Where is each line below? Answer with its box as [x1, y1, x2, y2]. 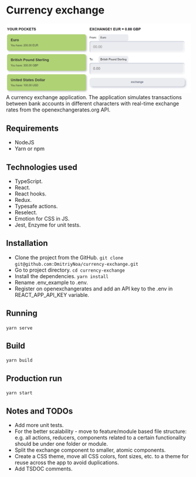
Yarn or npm [14, 145, 45, 153]
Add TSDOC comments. [14, 465, 73, 472]
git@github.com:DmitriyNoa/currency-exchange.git [14, 261, 139, 267]
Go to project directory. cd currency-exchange [14, 266, 125, 273]
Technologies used [6, 162, 77, 172]
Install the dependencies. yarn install [14, 272, 109, 279]
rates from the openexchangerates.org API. [6, 106, 111, 113]
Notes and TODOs [6, 406, 73, 416]
